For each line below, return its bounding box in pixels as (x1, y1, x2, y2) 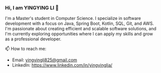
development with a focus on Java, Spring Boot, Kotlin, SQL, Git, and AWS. (5, 20, 154, 26)
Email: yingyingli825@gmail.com (12, 57, 78, 63)
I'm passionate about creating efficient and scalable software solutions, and (5, 26, 157, 32)
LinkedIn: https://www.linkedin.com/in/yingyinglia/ (12, 62, 113, 68)
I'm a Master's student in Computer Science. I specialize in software (5, 16, 141, 21)
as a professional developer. (5, 36, 62, 42)
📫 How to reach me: (5, 46, 47, 52)
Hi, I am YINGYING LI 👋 (5, 4, 59, 11)
